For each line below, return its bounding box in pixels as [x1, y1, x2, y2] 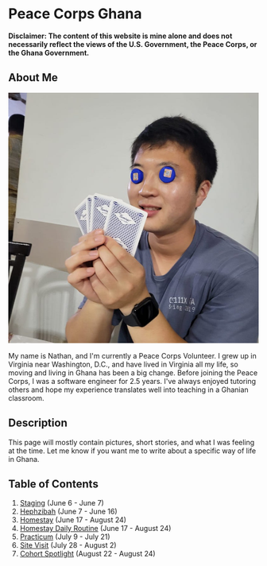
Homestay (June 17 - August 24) [19, 515, 127, 525]
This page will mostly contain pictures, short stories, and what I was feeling [8, 437, 255, 447]
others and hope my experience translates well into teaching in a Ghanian [8, 385, 249, 394]
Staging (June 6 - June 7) [19, 498, 105, 508]
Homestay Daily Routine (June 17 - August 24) [19, 524, 172, 533]
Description [8, 417, 68, 430]
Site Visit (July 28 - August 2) [19, 541, 117, 550]
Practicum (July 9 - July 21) [19, 532, 110, 541]
